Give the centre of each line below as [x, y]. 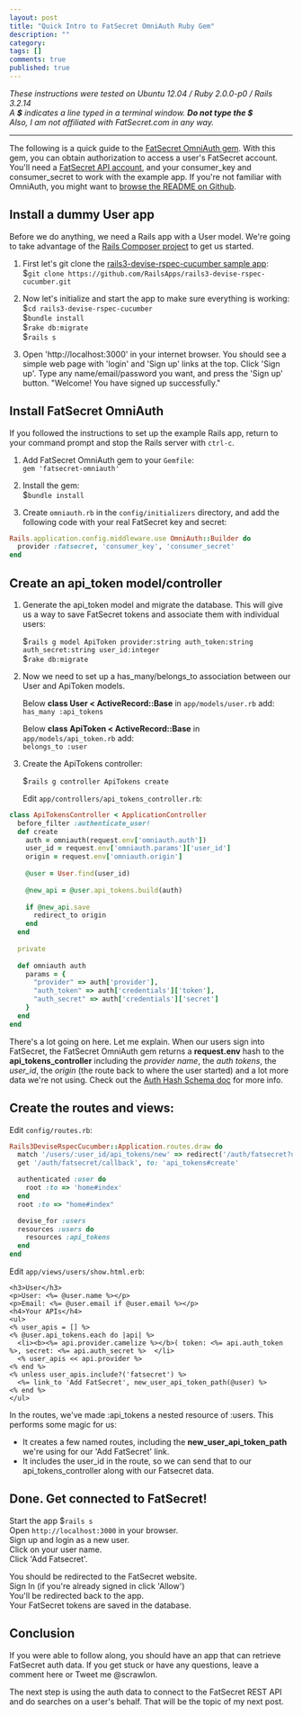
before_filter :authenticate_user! [84, 823]
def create [38, 831]
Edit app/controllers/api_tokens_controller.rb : [112, 798]
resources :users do [56, 1229]
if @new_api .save [58, 907]
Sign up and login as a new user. [70, 1539]
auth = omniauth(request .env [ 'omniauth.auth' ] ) [116, 840]
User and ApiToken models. [74, 685]
